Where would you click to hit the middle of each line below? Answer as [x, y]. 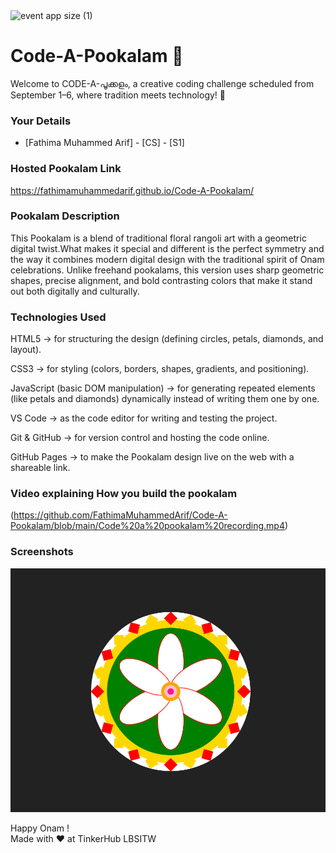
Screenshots [42, 552]
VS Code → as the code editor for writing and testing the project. [144, 418]
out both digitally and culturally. [75, 291]
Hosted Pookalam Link [66, 169]
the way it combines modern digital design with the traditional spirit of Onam [167, 259]
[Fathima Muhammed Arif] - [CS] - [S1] [104, 143]
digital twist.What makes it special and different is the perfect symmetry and [167, 248]
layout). [26, 350]
